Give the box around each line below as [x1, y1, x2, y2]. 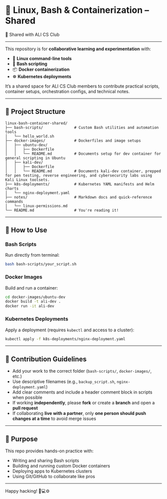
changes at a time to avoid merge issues [12, 415, 96, 422]
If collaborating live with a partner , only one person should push [12, 410, 147, 416]
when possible [12, 395, 43, 400]
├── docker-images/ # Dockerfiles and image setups [5, 138, 141, 143]
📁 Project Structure [5, 107, 66, 116]
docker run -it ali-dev [5, 303, 55, 309]
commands [5, 199, 23, 204]
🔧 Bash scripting [12, 61, 48, 67]
